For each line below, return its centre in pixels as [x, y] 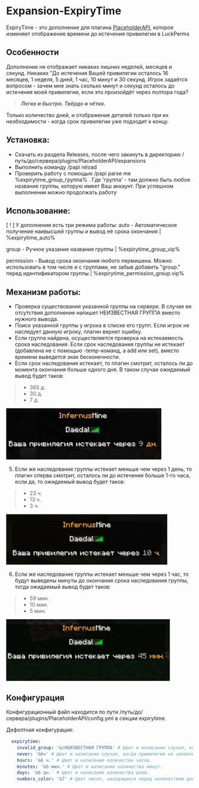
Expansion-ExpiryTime [64, 11]
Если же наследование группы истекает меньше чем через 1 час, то [102, 574]
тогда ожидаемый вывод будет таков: [62, 587]
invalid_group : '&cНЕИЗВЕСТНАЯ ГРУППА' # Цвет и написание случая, [102, 748]
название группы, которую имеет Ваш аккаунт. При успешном [94, 186]
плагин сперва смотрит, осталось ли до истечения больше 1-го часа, [102, 475]
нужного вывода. [36, 319]
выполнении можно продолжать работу [66, 192]
